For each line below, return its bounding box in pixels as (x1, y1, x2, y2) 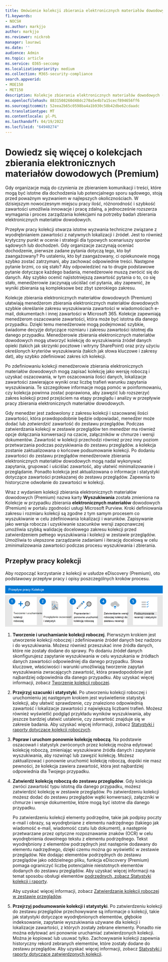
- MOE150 (5, 82, 23, 87)
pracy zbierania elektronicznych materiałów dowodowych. (5, 400, 125, 406)
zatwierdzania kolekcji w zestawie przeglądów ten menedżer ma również (5, 426, 156, 432)
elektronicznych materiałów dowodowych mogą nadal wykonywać (5, 458, 142, 464)
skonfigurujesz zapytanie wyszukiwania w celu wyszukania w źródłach (12, 653, 159, 659)
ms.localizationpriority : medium (5, 66, 75, 71)
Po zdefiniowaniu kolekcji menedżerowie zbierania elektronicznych (5, 363, 143, 369)
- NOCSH (5, 19, 21, 24)
